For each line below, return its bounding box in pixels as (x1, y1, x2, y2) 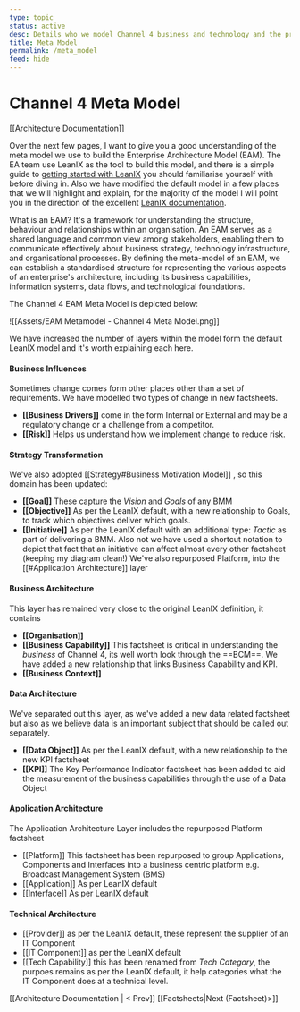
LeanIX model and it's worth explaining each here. (9, 342, 194, 353)
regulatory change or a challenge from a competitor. (21, 420, 215, 430)
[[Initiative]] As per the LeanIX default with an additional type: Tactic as (21, 524, 287, 535)
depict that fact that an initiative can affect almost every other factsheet (21, 543, 286, 555)
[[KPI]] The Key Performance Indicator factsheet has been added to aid (21, 763, 286, 774)
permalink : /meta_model (9, 47, 98, 55)
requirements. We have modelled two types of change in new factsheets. (9, 393, 279, 404)
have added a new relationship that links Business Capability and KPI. (21, 659, 279, 669)
